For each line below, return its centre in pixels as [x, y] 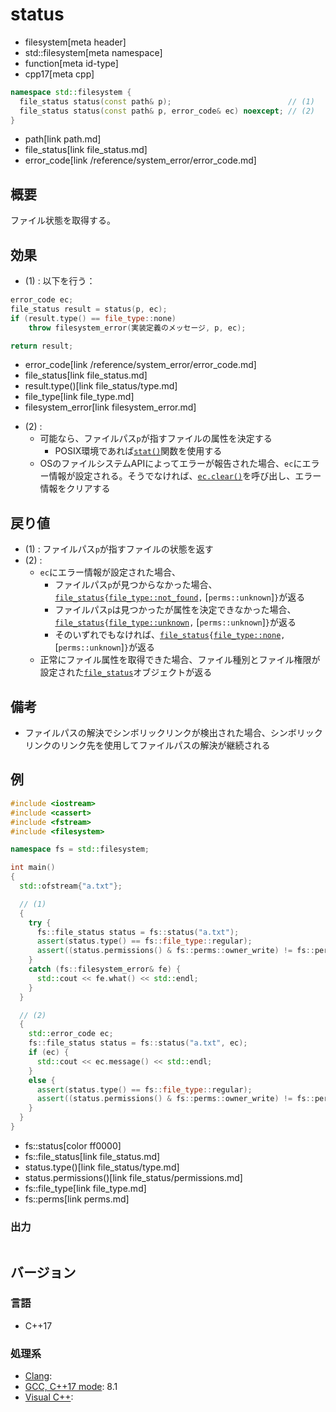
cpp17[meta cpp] [59, 74]
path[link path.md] [63, 139]
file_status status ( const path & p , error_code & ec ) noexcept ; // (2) [167, 111]
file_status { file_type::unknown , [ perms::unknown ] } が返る [175, 622]
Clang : [38, 1376]
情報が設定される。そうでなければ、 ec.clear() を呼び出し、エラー [185, 476]
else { [42, 1080]
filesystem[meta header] [75, 42]
